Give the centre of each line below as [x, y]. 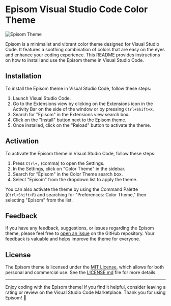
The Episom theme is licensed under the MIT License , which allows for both [85, 267]
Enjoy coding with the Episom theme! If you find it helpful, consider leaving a [85, 287]
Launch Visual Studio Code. [42, 98]
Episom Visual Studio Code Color [77, 9]
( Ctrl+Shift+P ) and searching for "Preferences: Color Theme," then [76, 194]
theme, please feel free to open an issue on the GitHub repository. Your [80, 233]
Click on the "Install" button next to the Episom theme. [69, 120]
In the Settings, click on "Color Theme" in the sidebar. [69, 168]
